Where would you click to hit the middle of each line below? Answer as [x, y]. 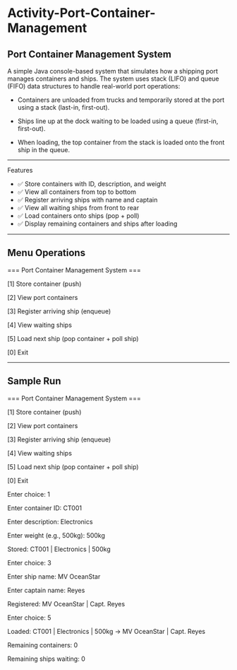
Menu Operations [47, 253]
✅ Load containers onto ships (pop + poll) [78, 216]
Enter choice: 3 [29, 562]
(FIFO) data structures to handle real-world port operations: [94, 86]
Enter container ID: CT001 [45, 508]
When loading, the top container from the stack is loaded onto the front [121, 142]
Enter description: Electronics [50, 521]
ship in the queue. [44, 150]
